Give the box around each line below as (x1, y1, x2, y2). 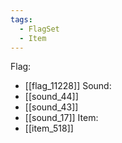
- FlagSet (19, 24, 60, 34)
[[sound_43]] (24, 101, 79, 113)
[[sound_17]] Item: (24, 112, 99, 124)
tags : (10, 14, 33, 25)
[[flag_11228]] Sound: (24, 80, 112, 92)
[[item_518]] (24, 122, 74, 135)
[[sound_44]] (24, 91, 79, 103)
